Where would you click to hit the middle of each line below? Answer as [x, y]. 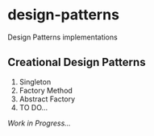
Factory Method [46, 90]
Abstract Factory [47, 99]
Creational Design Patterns [77, 62]
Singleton [35, 81]
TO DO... [33, 107]
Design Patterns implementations [62, 37]
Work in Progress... [40, 123]
